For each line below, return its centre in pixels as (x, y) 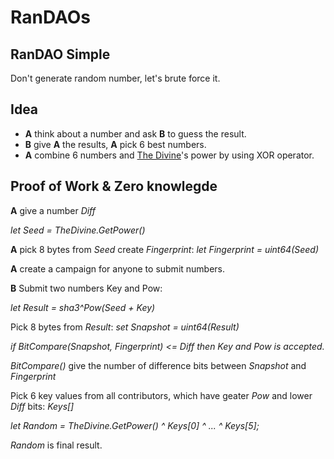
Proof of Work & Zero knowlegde (114, 186)
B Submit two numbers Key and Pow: (86, 288)
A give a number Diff (53, 210)
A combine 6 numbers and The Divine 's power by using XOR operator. (169, 155)
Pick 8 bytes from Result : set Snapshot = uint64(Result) (125, 327)
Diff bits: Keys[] (42, 406)
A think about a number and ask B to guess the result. (135, 133)
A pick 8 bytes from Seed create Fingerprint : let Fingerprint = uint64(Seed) (165, 249)
